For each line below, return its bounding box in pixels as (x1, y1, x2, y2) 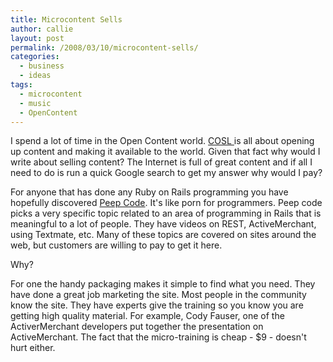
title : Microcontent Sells (10, 14, 123, 25)
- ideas (19, 71, 52, 81)
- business (19, 61, 65, 71)
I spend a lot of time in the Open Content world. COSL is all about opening (10, 135, 315, 147)
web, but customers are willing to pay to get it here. (10, 239, 223, 251)
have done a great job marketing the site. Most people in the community (10, 289, 307, 301)
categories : (10, 52, 60, 62)
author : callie (10, 24, 74, 34)
